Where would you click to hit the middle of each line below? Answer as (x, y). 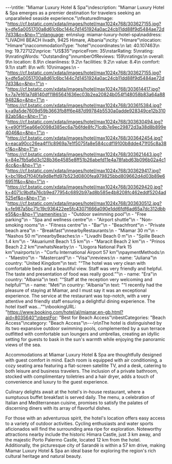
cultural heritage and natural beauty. (44, 456)
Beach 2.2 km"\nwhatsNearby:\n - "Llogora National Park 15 (69, 247)
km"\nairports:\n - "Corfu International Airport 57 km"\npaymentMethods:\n (85, 252)
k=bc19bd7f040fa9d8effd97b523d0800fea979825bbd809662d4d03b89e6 (85, 176)
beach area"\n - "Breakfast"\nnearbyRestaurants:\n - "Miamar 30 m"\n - (82, 230)
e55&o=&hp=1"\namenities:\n (36, 214)
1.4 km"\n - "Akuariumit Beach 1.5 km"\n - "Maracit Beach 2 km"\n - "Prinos (85, 241)
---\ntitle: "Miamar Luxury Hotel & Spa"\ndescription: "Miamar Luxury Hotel (85, 7)
